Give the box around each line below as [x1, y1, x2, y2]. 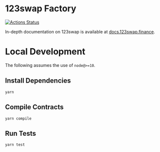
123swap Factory [5, 3, 77, 14]
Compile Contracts [5, 103, 64, 111]
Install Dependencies [5, 77, 71, 85]
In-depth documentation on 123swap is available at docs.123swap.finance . [5, 29, 155, 34]
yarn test [5, 142, 25, 148]
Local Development [5, 46, 86, 57]
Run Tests [5, 129, 36, 138]
